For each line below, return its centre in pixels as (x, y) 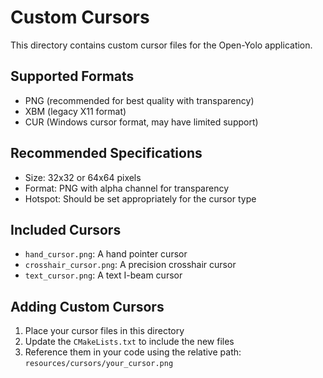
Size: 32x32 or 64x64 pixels (83, 177)
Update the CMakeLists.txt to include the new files (129, 342)
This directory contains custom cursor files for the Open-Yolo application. (161, 45)
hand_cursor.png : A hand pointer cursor (106, 254)
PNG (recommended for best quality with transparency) (139, 100)
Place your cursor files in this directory (104, 331)
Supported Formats (72, 76)
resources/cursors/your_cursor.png (99, 364)
